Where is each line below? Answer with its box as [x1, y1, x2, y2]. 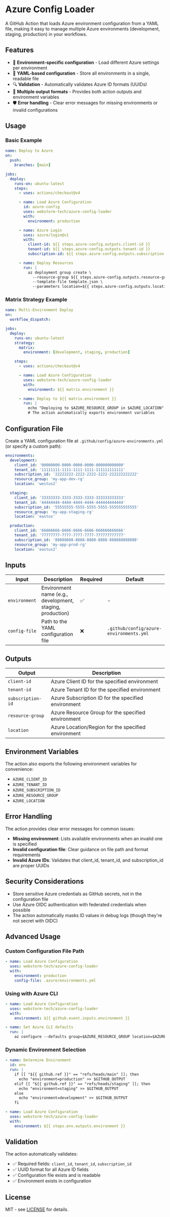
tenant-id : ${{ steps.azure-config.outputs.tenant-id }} [27, 247, 151, 252]
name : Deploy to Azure [5, 148, 53, 153]
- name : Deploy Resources [18, 260, 73, 265]
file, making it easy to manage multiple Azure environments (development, [5, 25, 160, 31]
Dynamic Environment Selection [5, 1046, 86, 1054]
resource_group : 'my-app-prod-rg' [14, 542, 87, 547]
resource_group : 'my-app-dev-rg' [14, 477, 85, 482]
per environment [12, 64, 48, 71]
